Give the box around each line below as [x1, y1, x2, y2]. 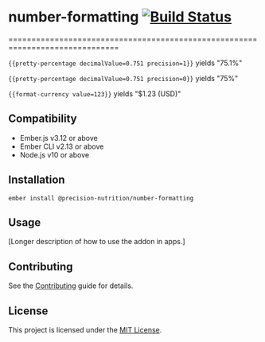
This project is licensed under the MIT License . [8, 325, 162, 334]
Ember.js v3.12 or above [19, 133, 98, 142]
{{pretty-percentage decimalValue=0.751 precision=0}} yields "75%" [8, 73, 239, 83]
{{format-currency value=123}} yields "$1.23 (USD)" [8, 88, 181, 99]
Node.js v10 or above [19, 150, 90, 159]
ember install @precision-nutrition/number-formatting [8, 194, 194, 202]
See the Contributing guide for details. [8, 281, 134, 290]
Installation [8, 173, 65, 187]
